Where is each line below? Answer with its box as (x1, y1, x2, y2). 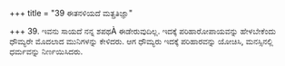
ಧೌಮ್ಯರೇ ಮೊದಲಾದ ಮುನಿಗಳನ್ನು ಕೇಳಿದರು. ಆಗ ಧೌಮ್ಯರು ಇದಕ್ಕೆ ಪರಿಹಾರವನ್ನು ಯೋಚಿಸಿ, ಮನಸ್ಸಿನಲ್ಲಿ (9, 36, 274, 46)
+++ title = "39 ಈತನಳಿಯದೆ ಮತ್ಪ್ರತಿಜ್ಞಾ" (9, 8, 133, 18)
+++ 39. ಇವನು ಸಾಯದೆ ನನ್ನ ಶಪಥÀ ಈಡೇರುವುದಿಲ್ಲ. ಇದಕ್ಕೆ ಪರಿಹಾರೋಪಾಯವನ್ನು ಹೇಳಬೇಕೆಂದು (9, 26, 277, 36)
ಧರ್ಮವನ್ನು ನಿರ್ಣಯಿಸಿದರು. (9, 46, 84, 57)
